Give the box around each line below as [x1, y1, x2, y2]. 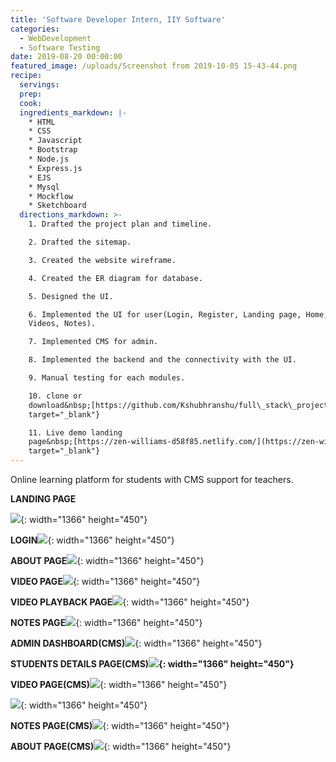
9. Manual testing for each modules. [28, 373, 186, 383]
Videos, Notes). [28, 319, 97, 329]
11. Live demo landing [28, 427, 123, 438]
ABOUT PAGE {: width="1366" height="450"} [10, 555, 205, 566]
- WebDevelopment [19, 33, 92, 43]
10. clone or [28, 391, 83, 401]
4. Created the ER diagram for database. [28, 273, 203, 283]
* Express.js [28, 163, 83, 173]
